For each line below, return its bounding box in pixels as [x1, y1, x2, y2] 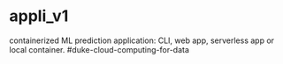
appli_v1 [9, 6, 69, 26]
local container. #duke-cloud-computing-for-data [9, 44, 190, 54]
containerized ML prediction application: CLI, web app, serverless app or [9, 35, 275, 46]
